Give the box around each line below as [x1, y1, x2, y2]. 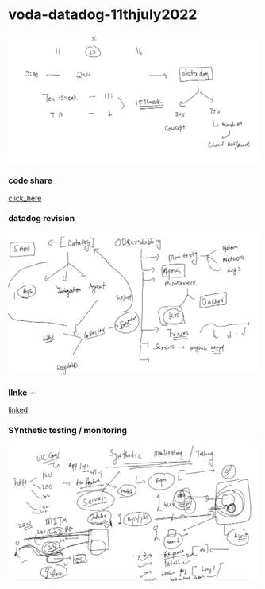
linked [8, 405, 29, 415]
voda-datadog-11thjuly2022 [8, 6, 198, 24]
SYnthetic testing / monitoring [8, 425, 128, 436]
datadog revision [8, 213, 75, 224]
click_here [8, 193, 42, 203]
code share [8, 175, 53, 186]
